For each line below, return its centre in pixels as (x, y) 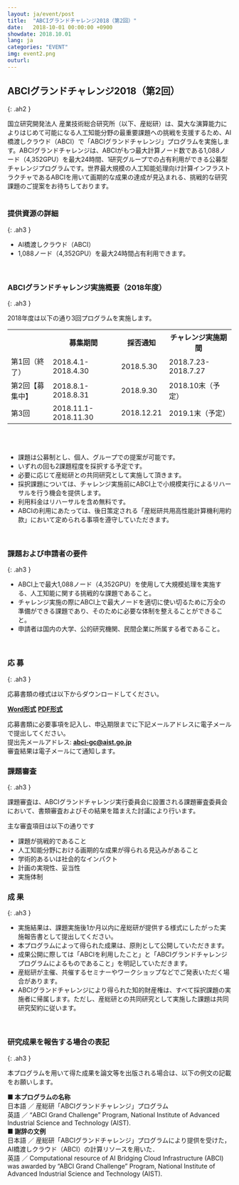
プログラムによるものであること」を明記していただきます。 (104, 963)
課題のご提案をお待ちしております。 (60, 185)
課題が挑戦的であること (52, 841)
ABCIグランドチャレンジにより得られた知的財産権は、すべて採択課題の (121, 990)
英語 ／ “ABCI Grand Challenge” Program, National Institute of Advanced (114, 1114)
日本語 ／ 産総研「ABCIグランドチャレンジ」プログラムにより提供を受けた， (119, 1140)
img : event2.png (31, 54)
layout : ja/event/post (41, 14)
